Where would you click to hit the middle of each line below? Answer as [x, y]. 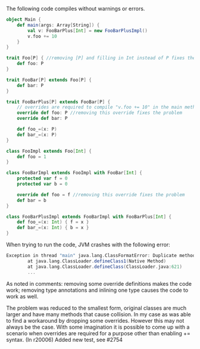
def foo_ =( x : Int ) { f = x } [53, 222]
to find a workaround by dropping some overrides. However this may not [95, 320]
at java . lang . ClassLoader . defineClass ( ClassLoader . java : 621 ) [105, 267]
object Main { [24, 20]
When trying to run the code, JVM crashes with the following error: [88, 245]
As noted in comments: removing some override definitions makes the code [99, 283]
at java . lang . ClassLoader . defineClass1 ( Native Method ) [97, 261]
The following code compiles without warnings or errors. [76, 9]
